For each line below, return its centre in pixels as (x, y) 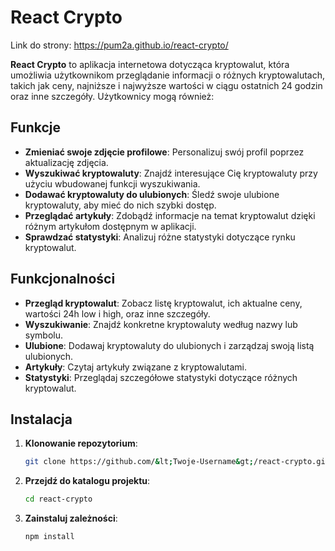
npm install (49, 537)
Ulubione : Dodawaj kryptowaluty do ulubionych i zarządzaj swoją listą (169, 345)
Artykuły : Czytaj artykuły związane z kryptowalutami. (135, 367)
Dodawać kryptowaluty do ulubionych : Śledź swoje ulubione (152, 194)
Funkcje (36, 127)
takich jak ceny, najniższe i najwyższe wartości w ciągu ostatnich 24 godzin (166, 85)
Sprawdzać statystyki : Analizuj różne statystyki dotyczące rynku (160, 237)
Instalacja (41, 419)
